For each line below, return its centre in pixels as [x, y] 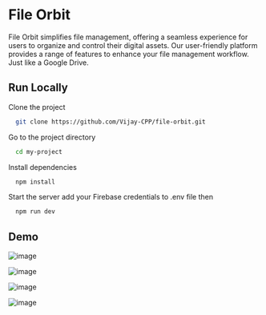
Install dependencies [43, 167]
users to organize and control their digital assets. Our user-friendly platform [133, 45]
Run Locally [38, 88]
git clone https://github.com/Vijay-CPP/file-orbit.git [111, 122]
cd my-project [39, 151]
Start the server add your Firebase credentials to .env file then [111, 197]
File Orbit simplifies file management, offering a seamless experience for [128, 37]
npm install [36, 182]
